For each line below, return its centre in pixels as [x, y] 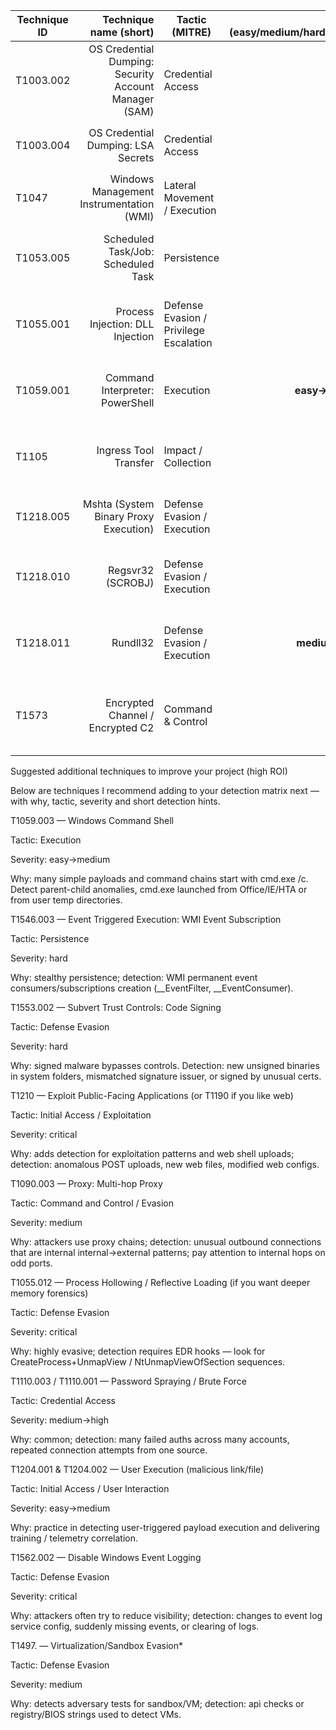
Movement [189, 197]
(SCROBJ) [130, 582]
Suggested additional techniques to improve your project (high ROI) [149, 771]
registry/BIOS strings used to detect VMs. [96, 1714]
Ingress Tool [125, 450]
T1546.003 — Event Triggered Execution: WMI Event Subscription [146, 919]
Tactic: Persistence [50, 938]
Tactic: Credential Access [63, 1400]
